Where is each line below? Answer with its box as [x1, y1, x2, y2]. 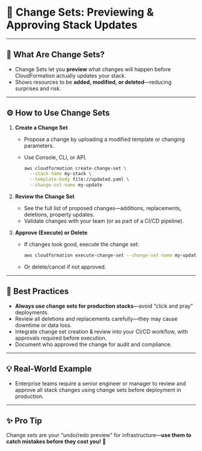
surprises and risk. [14, 84, 61, 92]
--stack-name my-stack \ [29, 171, 92, 177]
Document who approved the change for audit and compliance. [14, 340, 173, 348]
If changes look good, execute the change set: [23, 241, 139, 248]
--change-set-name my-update [29, 182, 103, 188]
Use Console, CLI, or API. [23, 154, 87, 161]
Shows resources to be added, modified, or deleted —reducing [14, 78, 172, 86]
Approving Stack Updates [6, 18, 138, 32]
